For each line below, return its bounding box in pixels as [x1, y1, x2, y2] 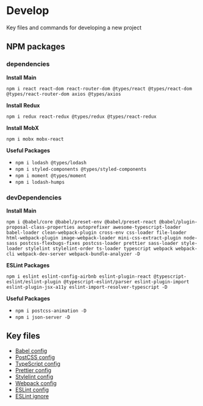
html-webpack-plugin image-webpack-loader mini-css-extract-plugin [6, 234, 182, 241]
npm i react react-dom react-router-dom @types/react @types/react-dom [6, 85, 192, 92]
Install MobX [6, 124, 40, 131]
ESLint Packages [6, 261, 50, 269]
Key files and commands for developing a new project [6, 24, 142, 31]
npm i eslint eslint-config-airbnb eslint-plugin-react [6, 273, 151, 280]
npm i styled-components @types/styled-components [15, 166, 147, 172]
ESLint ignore [15, 392, 49, 400]
